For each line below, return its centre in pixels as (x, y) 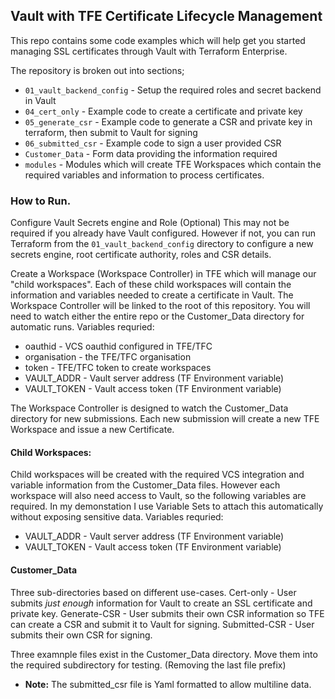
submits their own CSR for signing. (81, 635)
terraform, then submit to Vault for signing (111, 132)
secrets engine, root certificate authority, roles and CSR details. (141, 255)
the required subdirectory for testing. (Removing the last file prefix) (148, 665)
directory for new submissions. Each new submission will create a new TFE (165, 419)
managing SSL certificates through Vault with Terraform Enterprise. (149, 51)
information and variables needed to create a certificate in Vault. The (152, 295)
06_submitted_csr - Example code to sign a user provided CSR (153, 143)
